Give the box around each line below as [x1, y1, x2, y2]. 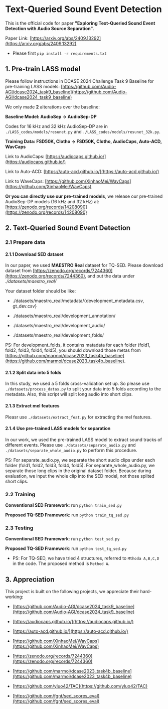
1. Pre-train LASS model [5, 65, 81, 73]
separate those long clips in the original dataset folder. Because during [5, 468, 151, 474]
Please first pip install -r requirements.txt [12, 50, 107, 56]
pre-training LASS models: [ [5, 83, 63, 89]
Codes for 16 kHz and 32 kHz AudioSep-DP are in [5, 123, 108, 129]
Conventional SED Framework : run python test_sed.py [5, 536, 120, 542]
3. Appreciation [5, 575, 55, 584]
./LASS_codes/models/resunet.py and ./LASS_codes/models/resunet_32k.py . [5, 128, 160, 134]
